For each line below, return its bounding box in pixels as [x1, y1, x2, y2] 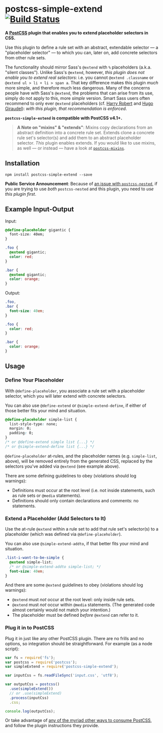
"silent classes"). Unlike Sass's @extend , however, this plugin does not [5, 69, 145, 75]
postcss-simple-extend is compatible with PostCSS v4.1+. [5, 115, 123, 121]
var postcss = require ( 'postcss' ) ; [5, 660, 77, 665]
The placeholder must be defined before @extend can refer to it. [12, 612, 139, 618]
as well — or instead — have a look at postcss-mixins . [17, 145, 126, 151]
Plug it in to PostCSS [5, 624, 54, 631]
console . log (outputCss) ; [5, 709, 55, 714]
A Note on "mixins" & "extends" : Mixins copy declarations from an [17, 124, 152, 130]
